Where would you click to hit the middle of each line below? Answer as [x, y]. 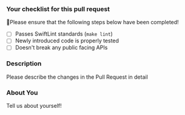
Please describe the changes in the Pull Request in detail [77, 77]
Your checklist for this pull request [58, 9]
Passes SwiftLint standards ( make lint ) [64, 34]
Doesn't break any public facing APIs [61, 48]
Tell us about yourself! [34, 106]
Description [24, 64]
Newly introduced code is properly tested [67, 41]
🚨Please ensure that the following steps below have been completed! [92, 22]
